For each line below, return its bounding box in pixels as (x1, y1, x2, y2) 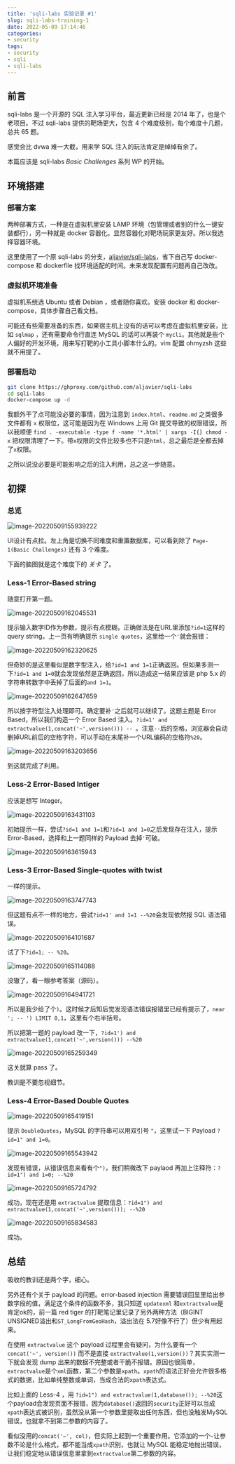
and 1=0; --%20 (29, 1171, 73, 1179)
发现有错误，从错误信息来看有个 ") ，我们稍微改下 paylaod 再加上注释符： (7, 1164, 218, 1172)
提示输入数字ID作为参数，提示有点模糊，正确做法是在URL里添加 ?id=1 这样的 (7, 623, 225, 632)
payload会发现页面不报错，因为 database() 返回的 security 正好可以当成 (13, 1399, 215, 1408)
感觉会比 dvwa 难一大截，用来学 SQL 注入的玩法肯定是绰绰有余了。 (7, 142, 201, 151)
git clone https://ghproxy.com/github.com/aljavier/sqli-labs (7, 383, 192, 390)
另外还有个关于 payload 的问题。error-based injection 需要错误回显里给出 (7, 1291, 219, 1299)
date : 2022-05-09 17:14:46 (7, 23, 86, 30)
